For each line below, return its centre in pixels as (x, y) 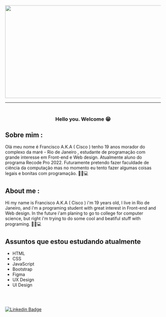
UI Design (22, 285)
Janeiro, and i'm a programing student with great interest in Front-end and (81, 208)
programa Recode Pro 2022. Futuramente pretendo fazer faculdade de (77, 163)
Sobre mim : (24, 135)
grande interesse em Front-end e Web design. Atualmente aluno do (74, 157)
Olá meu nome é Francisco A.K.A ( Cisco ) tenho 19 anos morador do (75, 147)
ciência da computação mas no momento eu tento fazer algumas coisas (78, 168)
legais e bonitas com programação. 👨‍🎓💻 (47, 174)
